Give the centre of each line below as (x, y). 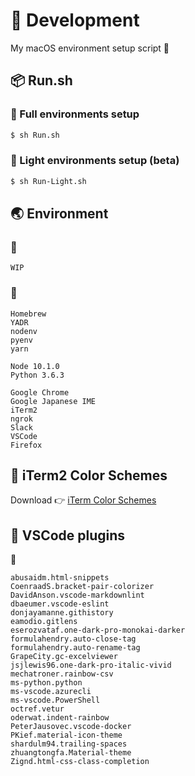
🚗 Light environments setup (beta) (95, 161)
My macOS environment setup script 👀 (90, 48)
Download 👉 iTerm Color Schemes (83, 500)
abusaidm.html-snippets (60, 578)
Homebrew (28, 314)
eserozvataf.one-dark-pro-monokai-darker (98, 630)
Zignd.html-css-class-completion (80, 762)
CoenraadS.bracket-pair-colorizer (82, 587)
